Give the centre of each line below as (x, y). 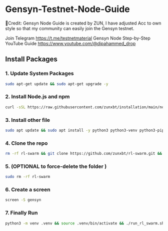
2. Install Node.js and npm (37, 97)
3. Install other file (28, 120)
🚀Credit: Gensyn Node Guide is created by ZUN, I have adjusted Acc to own (83, 23)
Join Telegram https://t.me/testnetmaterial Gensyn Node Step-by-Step (78, 38)
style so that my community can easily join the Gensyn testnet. (70, 28)
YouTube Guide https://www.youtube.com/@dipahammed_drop (70, 43)
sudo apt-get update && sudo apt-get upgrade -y (57, 84)
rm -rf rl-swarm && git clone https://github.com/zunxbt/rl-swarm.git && (84, 154)
